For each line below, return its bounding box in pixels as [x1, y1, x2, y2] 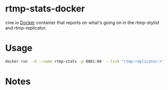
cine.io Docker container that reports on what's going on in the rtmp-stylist [5, 19, 159, 25]
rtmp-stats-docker [5, 3, 85, 14]
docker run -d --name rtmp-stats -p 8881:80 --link [5, 58, 120, 64]
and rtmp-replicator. [5, 24, 46, 30]
